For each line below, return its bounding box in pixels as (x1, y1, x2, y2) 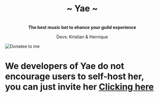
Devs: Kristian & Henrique (56, 34, 109, 40)
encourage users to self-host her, (5, 71, 144, 82)
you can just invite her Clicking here (5, 81, 154, 93)
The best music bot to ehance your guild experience (28, 24, 136, 30)
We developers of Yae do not (5, 61, 125, 72)
